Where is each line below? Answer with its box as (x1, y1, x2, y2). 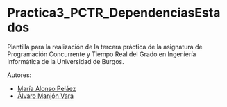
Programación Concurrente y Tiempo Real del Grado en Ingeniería (7, 50, 196, 58)
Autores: (7, 71, 32, 79)
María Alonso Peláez (17, 84, 76, 92)
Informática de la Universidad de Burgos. (7, 57, 124, 65)
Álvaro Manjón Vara (17, 92, 74, 100)
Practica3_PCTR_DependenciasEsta (7, 5, 221, 21)
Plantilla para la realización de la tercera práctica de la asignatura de (7, 42, 203, 51)
